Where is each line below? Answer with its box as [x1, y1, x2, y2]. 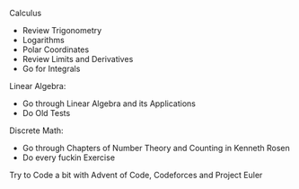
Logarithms [22, 35, 65, 45]
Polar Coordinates [22, 44, 90, 55]
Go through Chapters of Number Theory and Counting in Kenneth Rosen [22, 143, 290, 153]
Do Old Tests [22, 108, 71, 118]
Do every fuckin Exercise [22, 152, 115, 163]
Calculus [9, 8, 42, 18]
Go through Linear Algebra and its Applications [22, 98, 196, 109]
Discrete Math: [9, 125, 65, 136]
